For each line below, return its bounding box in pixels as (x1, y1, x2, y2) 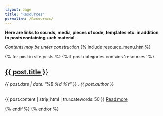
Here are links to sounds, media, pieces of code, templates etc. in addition (5, 30, 159, 36)
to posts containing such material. (5, 35, 76, 40)
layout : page (5, 7, 32, 12)
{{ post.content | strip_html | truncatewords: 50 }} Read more (5, 96, 128, 102)
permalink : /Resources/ (5, 16, 54, 21)
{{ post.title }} (5, 68, 49, 76)
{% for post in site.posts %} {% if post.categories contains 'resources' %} (5, 54, 154, 59)
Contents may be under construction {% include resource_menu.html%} (5, 44, 151, 50)
